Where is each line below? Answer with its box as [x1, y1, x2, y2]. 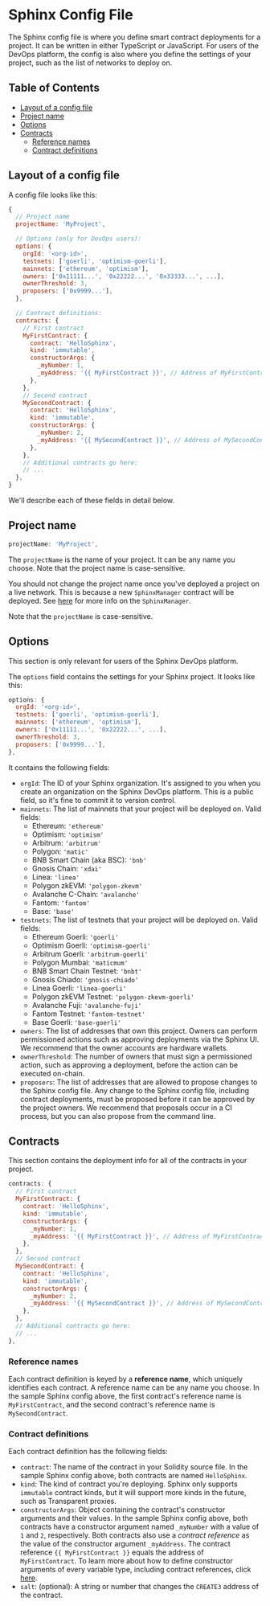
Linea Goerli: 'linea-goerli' [31, 983, 127, 993]
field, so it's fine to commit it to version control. [19, 795, 177, 805]
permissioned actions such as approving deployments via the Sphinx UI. [19, 1034, 260, 1044]
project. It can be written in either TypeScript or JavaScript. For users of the [8, 40, 260, 50]
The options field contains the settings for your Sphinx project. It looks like [8, 671, 256, 681]
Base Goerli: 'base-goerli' [31, 1017, 122, 1026]
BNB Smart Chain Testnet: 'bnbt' [31, 966, 142, 976]
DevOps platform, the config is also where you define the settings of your [8, 49, 252, 59]
